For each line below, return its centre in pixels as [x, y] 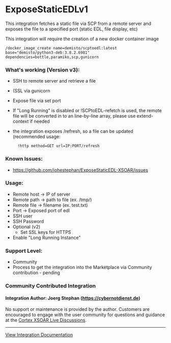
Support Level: [24, 251]
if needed [40, 121]
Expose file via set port [37, 101]
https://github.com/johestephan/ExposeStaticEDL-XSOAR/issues [80, 170]
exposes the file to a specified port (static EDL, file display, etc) [72, 29]
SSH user [23, 216]
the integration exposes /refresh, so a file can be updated [73, 131]
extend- [145, 116]
